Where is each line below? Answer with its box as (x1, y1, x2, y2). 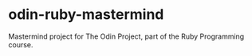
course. (8, 39, 33, 49)
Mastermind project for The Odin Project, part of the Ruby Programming (8, 32, 245, 41)
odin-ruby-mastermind (8, 6, 164, 24)
